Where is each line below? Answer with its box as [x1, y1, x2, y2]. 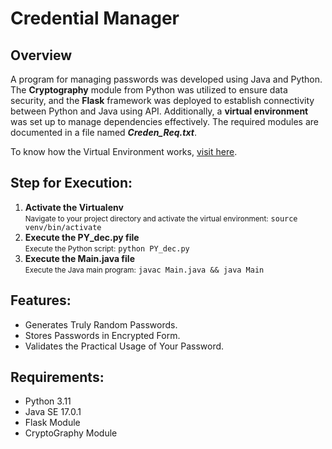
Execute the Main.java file [24, 252, 135, 264]
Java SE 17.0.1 [24, 406, 82, 418]
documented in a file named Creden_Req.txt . [10, 127, 197, 138]
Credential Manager [10, 7, 180, 30]
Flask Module [24, 417, 81, 429]
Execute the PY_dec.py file [24, 231, 140, 243]
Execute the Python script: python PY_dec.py [24, 243, 190, 254]
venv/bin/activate [24, 222, 102, 232]
